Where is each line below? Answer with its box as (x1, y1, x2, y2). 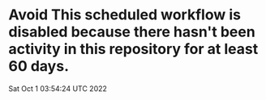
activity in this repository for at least (8, 40, 259, 58)
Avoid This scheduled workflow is (8, 6, 242, 24)
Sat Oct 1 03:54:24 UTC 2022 (8, 83, 108, 94)
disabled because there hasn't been (8, 23, 255, 41)
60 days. (8, 57, 70, 76)
